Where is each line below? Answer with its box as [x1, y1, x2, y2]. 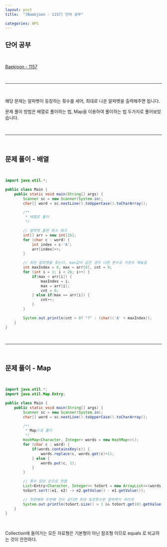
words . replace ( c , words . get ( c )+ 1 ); [40, 451, 114, 456]
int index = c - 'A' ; [31, 242, 72, 247]
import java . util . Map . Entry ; [5, 392, 66, 397]
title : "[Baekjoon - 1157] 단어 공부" [5, 12, 83, 17]
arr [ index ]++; [31, 247, 61, 252]
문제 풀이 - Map [5, 364, 51, 372]
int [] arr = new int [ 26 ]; [23, 233, 77, 238]
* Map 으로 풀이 [25, 428, 53, 433]
